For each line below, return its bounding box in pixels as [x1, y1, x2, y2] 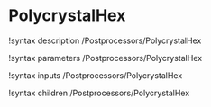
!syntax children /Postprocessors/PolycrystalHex [8, 87, 190, 98]
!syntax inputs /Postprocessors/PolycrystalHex [8, 69, 183, 81]
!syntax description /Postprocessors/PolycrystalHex [8, 35, 202, 46]
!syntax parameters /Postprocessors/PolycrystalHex [8, 52, 203, 63]
